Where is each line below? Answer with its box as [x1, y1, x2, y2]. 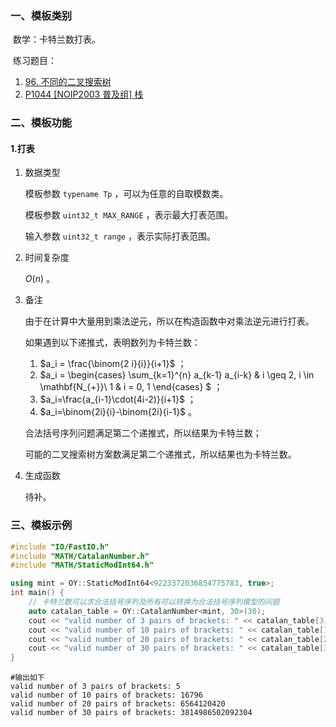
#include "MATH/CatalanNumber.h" [10, 551, 150, 561]
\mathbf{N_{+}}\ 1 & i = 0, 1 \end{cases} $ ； [39, 381, 223, 393]
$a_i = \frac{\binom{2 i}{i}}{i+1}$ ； [39, 358, 187, 370]
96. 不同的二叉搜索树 [24, 76, 112, 88]
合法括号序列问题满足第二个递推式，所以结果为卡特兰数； [24, 427, 262, 439]
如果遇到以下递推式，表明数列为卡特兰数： [24, 337, 201, 349]
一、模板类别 [10, 8, 73, 22]
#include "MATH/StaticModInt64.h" [10, 560, 155, 571]
